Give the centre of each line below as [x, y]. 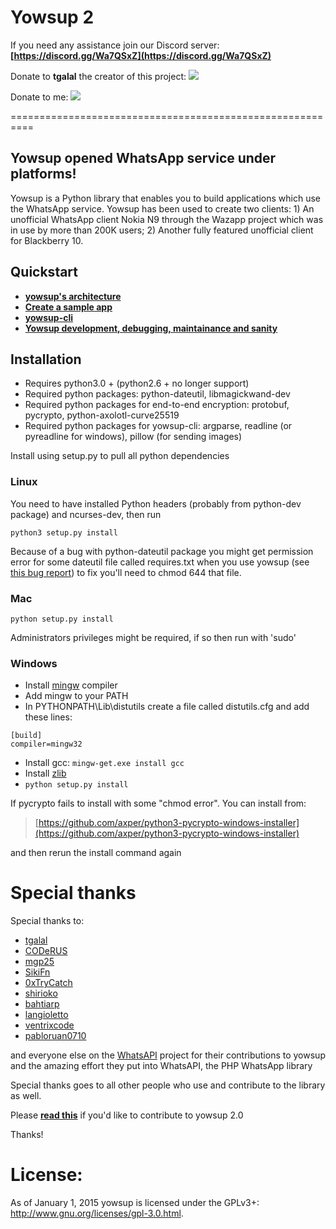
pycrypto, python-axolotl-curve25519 [102, 415]
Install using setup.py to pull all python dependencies [120, 456]
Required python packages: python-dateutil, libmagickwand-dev [157, 394]
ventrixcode [49, 1025]
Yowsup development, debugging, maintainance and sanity [151, 328]
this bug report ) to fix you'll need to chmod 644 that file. [126, 572]
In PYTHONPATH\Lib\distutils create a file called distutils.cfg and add [167, 707]
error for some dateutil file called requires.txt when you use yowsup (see [160, 562]
